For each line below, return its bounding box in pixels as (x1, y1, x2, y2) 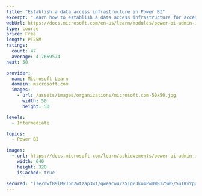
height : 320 (17, 164, 47, 170)
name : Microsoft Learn (11, 76, 69, 82)
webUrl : (6, 20, 26, 26)
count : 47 (11, 48, 36, 54)
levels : (6, 114, 26, 120)
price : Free (6, 31, 36, 37)
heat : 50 (6, 59, 28, 65)
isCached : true (17, 170, 55, 176)
